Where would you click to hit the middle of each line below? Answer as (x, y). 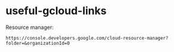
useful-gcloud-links (56, 11)
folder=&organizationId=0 (38, 43)
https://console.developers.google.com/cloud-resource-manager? (87, 38)
